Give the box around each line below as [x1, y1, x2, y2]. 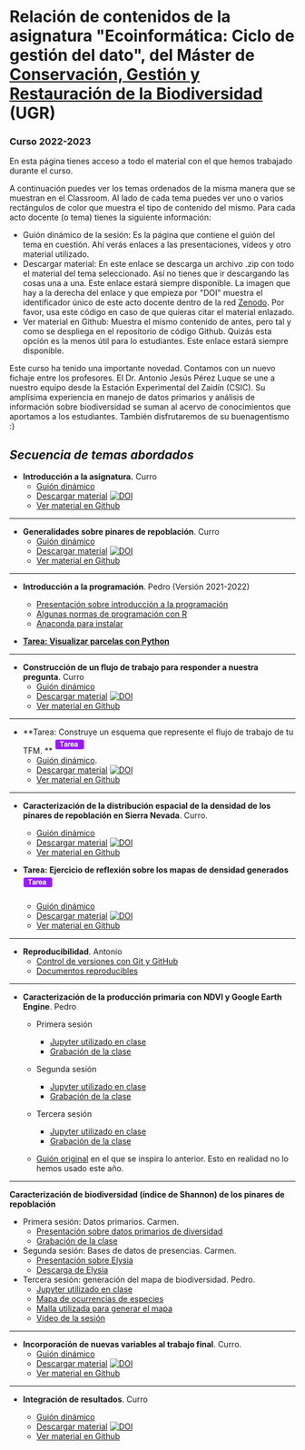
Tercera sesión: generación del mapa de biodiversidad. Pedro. [22, 1274, 256, 1286]
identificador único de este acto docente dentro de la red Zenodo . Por [22, 297, 285, 308]
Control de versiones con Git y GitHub [35, 956, 179, 967]
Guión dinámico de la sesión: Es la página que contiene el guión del [22, 230, 275, 241]
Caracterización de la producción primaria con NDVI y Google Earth [22, 991, 283, 1002]
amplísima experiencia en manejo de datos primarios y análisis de [9, 392, 256, 403]
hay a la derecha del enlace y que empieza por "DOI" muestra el [22, 288, 263, 299]
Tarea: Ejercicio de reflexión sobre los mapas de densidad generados [22, 864, 289, 875]
